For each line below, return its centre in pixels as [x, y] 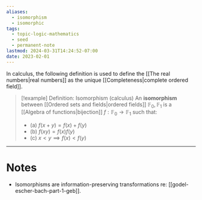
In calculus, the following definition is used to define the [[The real [88, 73]
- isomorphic [28, 23]
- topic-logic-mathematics [45, 34]
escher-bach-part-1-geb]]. [48, 191]
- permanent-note [33, 46]
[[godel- [178, 184]
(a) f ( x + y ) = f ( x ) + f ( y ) [58, 125]
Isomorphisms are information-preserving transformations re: [91, 184]
